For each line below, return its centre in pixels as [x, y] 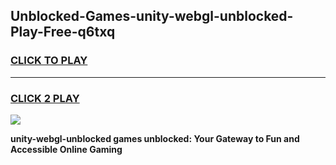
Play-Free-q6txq [63, 32]
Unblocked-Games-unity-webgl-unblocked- [152, 16]
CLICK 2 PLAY [45, 98]
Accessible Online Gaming [66, 149]
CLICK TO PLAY [49, 61]
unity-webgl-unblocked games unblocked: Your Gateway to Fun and [155, 138]
